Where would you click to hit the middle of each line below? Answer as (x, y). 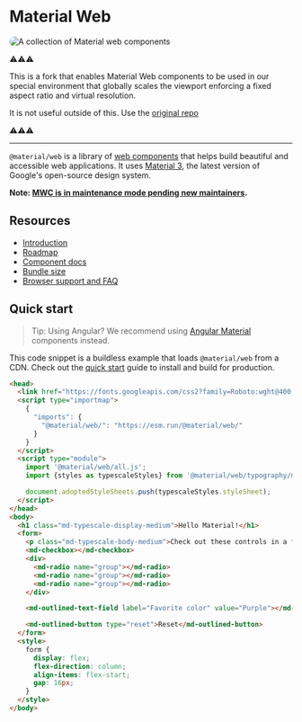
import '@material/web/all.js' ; (86, 468)
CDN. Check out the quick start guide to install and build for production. (142, 367)
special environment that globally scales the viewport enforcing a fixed (141, 85)
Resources (40, 221)
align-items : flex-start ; (81, 675)
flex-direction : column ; (80, 666)
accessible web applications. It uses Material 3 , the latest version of (135, 165)
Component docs (54, 262)
